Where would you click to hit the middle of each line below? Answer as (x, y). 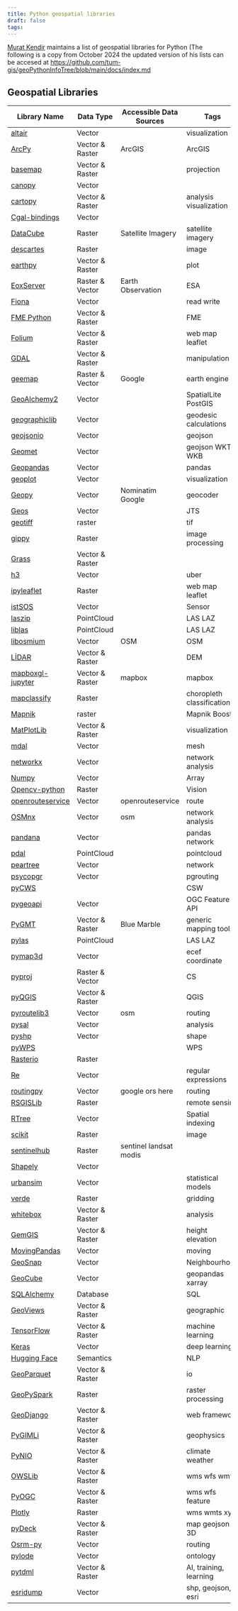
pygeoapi (27, 904)
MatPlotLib (29, 730)
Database (93, 1294)
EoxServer (28, 286)
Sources (150, 121)
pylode (22, 1556)
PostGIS (200, 404)
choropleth (205, 694)
